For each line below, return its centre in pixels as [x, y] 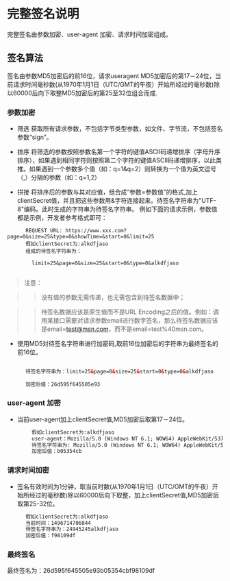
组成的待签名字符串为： [53, 251]
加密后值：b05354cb [57, 452]
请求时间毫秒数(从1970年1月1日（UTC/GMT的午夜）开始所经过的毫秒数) [113, 84]
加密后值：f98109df [50, 536]
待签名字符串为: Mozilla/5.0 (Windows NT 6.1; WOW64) [106, 445]
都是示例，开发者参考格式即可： [62, 218]
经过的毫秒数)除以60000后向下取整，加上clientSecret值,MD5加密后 [124, 495]
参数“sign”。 [35, 137]
